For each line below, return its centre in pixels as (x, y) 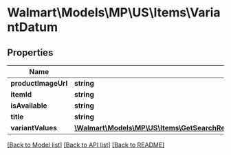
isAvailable (29, 106)
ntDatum (33, 27)
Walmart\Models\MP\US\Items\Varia (114, 13)
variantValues (34, 128)
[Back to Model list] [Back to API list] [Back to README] (86, 145)
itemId (21, 94)
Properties (30, 52)
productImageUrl (39, 83)
